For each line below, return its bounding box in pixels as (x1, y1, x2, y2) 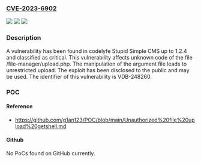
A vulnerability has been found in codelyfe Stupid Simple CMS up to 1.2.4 (6, 47, 187, 55)
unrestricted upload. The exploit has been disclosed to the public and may (6, 66, 190, 73)
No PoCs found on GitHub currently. (6, 149, 95, 157)
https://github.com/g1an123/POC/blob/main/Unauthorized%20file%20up (14, 116, 195, 123)
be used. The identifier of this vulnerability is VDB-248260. (6, 73, 152, 80)
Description (6, 34, 41, 42)
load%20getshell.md (14, 122, 67, 130)
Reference (6, 103, 33, 110)
